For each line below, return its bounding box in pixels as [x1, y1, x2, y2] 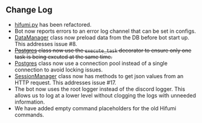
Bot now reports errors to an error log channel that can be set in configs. [14, 27, 197, 35]
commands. [14, 111, 44, 118]
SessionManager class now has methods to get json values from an [14, 72, 184, 79]
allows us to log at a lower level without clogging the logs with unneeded [14, 91, 197, 99]
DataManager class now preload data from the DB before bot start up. [14, 33, 189, 41]
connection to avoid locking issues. [14, 66, 103, 73]
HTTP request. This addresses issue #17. [14, 79, 116, 86]
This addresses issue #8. [14, 40, 78, 47]
